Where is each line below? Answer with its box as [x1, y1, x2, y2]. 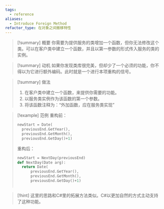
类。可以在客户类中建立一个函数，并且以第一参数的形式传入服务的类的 [17, 46, 160, 52]
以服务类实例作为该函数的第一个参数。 [24, 96, 102, 102]
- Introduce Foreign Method [9, 21, 67, 26]
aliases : [5, 16, 23, 21]
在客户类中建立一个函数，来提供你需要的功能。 [24, 90, 119, 96]
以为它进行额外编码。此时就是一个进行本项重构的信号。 [21, 69, 134, 74]
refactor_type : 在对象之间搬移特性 [5, 26, 71, 31]
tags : [5, 7, 16, 12]
